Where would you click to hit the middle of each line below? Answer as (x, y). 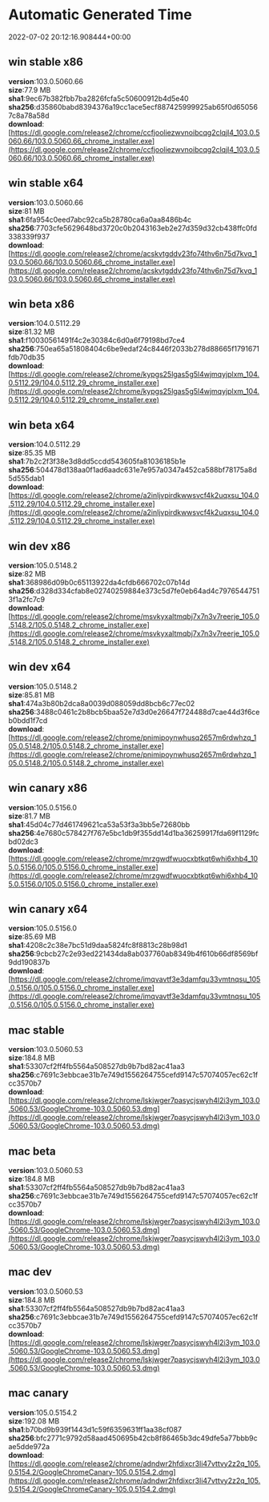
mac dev (30, 1272)
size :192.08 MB (34, 1421)
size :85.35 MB (32, 453)
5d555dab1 (27, 479)
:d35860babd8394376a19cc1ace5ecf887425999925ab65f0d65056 (146, 106)
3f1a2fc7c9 (27, 599)
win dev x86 (40, 546)
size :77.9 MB (30, 90)
